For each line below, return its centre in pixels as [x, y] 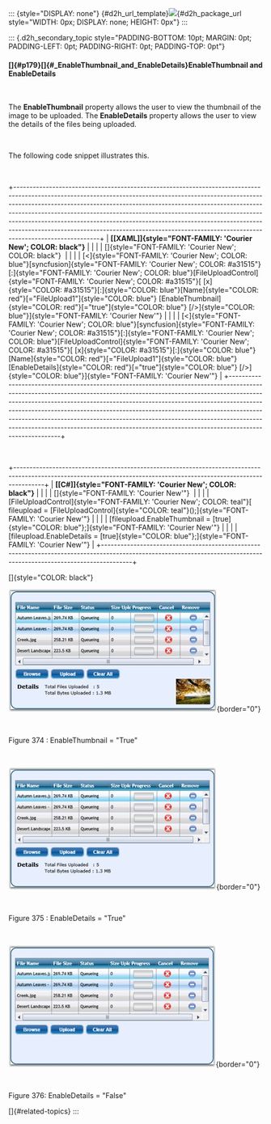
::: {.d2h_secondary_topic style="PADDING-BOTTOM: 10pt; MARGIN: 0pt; [130, 38]
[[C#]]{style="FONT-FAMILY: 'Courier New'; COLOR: [146, 484]
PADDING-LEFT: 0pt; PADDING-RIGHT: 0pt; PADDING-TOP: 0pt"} [116, 46]
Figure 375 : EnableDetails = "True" [67, 919]
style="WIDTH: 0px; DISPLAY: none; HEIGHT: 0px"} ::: [98, 22]
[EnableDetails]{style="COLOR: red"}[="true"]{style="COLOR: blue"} [123, 367]
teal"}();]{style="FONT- [210, 510]
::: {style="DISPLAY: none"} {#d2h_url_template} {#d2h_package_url [125, 13]
